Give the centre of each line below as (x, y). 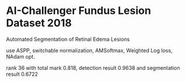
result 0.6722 (22, 74)
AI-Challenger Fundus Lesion (79, 11)
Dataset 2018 (39, 23)
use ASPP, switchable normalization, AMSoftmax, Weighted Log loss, (89, 50)
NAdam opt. (20, 56)
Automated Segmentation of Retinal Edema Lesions (68, 39)
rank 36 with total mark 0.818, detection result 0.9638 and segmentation (93, 67)
